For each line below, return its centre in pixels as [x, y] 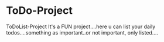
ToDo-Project [40, 11]
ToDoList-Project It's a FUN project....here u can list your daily [81, 26]
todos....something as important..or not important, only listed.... [82, 32]
